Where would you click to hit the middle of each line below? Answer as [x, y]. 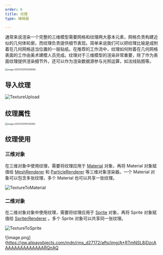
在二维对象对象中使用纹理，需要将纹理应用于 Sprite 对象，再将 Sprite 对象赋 [81, 212]
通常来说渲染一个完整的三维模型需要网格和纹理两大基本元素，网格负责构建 [79, 37]
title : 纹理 [16, 14]
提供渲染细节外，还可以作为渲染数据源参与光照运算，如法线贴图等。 [86, 61]
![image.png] [18, 237]
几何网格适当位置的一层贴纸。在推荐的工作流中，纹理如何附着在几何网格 [86, 49]
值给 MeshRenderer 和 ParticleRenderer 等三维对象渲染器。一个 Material [77, 172]
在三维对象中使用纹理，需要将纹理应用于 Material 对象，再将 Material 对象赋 [81, 165]
